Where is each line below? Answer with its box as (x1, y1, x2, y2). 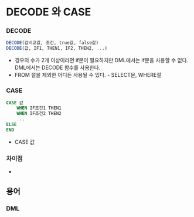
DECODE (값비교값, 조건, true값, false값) (6, 40, 99, 46)
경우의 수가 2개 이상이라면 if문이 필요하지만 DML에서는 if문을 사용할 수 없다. (14, 57, 189, 64)
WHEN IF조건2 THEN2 (16, 111, 62, 117)
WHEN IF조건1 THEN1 (16, 105, 62, 111)
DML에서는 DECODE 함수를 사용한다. (14, 64, 101, 71)
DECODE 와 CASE (6, 5, 91, 19)
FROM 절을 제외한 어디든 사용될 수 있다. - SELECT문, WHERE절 (14, 72, 162, 79)
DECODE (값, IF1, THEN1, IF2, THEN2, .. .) (6, 45, 107, 52)
